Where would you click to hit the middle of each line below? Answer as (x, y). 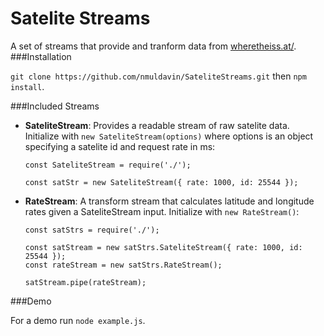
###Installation (41, 56)
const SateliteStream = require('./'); (108, 165)
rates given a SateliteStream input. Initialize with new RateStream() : (162, 211)
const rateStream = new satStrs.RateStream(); (123, 265)
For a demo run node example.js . (78, 320)
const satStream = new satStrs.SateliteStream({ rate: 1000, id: (163, 247)
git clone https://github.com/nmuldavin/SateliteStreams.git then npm (158, 76)
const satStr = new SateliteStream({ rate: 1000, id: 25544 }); (161, 182)
